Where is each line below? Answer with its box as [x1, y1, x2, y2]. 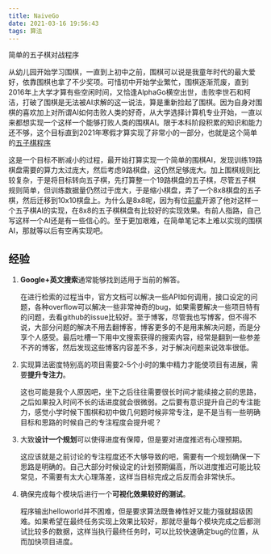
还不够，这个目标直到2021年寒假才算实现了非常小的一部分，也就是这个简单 [8, 128, 258, 137]
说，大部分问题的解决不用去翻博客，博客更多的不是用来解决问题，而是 [19, 323, 254, 332]
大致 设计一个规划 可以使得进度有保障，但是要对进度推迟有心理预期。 [19, 434, 247, 445]
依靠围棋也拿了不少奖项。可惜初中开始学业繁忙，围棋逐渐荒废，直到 [22, 78, 248, 87]
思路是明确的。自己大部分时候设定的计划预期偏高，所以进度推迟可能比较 [19, 462, 261, 472]
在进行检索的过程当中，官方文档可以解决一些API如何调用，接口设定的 [19, 292, 252, 302]
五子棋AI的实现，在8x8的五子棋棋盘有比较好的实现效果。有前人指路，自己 [15, 205, 261, 215]
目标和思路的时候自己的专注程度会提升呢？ [19, 417, 162, 427]
